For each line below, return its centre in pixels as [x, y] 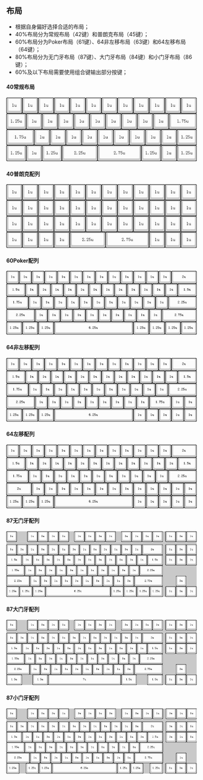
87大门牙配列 [23, 609]
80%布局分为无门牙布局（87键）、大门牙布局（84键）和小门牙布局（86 [103, 57]
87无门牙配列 [23, 521]
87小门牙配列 [23, 698]
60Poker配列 [23, 260]
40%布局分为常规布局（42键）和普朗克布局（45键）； [82, 34]
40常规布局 [21, 87]
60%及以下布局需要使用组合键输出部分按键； [71, 72]
